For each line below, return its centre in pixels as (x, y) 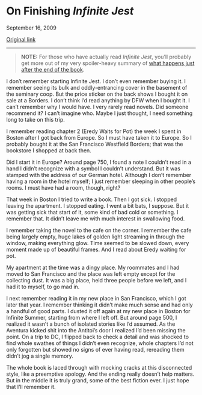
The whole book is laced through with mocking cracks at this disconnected (99, 367)
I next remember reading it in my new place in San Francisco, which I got (96, 298)
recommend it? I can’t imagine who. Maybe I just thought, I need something (99, 113)
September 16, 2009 (32, 28)
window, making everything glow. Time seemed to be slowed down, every (98, 243)
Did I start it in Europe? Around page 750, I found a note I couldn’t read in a (99, 162)
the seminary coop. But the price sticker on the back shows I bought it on (97, 94)
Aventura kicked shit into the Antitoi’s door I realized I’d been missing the (96, 330)
